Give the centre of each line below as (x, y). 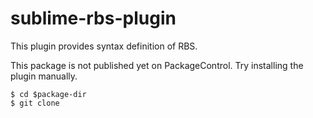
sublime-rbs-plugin (93, 18)
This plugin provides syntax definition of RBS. (104, 46)
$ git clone (35, 103)
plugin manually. (44, 76)
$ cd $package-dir (48, 94)
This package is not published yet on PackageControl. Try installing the (157, 65)
